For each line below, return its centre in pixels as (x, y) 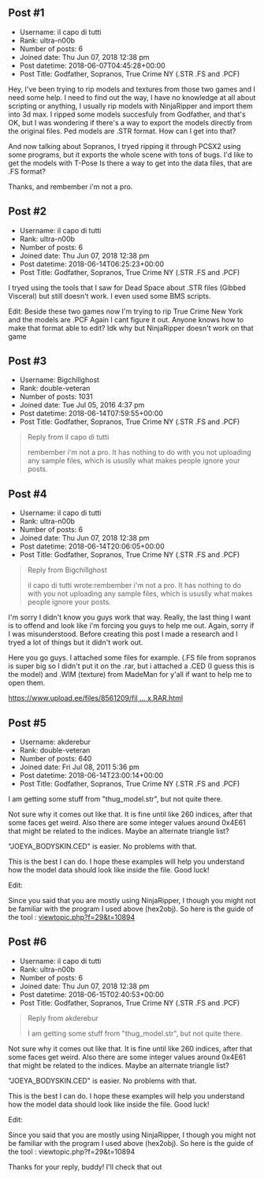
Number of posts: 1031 (56, 396)
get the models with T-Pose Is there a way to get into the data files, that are (130, 163)
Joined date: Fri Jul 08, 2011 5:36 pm (80, 767)
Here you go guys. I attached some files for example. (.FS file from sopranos (132, 658)
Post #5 (28, 723)
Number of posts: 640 (56, 759)
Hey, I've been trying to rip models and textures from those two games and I (132, 89)
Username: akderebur (55, 742)
